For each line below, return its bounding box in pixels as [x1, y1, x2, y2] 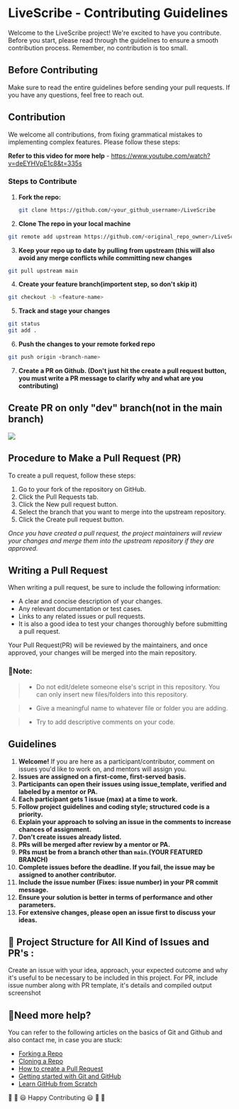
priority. [18, 810, 43, 818]
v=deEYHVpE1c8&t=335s [8, 158, 82, 168]
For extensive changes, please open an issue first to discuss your [18, 908, 216, 916]
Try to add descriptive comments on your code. [35, 718, 176, 726]
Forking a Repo [18, 1049, 63, 1058]
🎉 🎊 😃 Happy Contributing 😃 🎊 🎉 [8, 1093, 106, 1102]
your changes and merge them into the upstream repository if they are [8, 536, 215, 545]
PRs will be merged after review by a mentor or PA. [18, 840, 171, 848]
